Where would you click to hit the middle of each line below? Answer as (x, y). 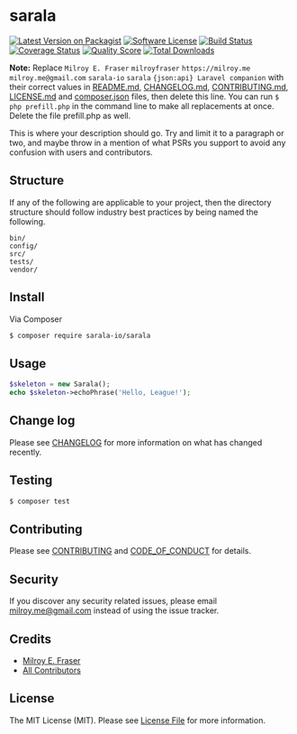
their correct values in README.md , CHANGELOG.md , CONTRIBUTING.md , (149, 87)
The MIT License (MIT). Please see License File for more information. (137, 720)
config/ (24, 246)
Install (27, 297)
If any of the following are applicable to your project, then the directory (140, 202)
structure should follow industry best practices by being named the (134, 212)
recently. (26, 452)
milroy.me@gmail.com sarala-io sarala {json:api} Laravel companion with (147, 77)
